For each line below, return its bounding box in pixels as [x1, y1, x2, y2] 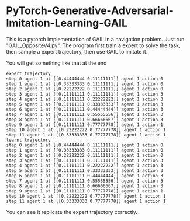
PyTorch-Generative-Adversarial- [6, 4, 174, 17]
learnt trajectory [6, 137, 51, 143]
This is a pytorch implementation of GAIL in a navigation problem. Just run [6, 36, 185, 43]
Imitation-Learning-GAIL [6, 16, 127, 30]
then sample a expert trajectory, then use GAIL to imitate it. [6, 48, 148, 55]
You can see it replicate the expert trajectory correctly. [6, 208, 137, 215]
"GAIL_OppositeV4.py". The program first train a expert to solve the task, [6, 42, 181, 49]
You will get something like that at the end [6, 59, 107, 66]
